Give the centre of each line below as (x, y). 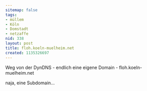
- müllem (15, 19)
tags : (11, 15)
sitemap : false (22, 10)
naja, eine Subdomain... (30, 83)
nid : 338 (15, 39)
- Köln (12, 24)
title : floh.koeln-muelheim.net (40, 48)
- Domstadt (17, 29)
